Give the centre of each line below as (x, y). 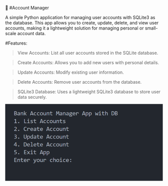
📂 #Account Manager (27, 8)
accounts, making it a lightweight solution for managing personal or (74, 28)
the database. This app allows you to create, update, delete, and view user (82, 23)
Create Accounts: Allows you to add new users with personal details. (88, 62)
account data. (31, 33)
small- (151, 28)
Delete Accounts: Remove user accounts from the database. (79, 82)
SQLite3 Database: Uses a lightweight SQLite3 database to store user (89, 92)
